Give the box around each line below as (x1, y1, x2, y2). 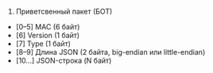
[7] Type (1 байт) (15, 39, 72, 48)
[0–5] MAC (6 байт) (15, 22, 80, 31)
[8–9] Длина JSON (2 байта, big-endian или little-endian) (15, 48, 206, 56)
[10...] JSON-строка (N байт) (15, 56, 112, 65)
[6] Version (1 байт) (15, 31, 80, 40)
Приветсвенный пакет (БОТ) (15, 7, 113, 16)
